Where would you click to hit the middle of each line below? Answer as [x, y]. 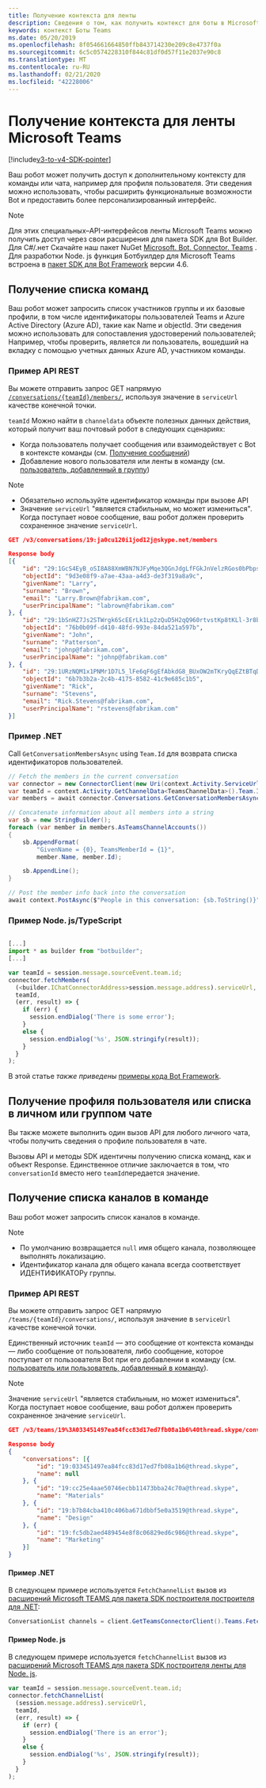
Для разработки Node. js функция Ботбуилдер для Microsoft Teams [122, 256]
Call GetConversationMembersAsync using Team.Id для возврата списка [123, 754]
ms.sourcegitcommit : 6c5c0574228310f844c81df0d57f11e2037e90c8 [115, 52]
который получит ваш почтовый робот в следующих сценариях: [117, 429]
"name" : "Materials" [70, 1496]
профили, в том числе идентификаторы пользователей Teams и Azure [127, 317]
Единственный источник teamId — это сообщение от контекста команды [131, 1343]
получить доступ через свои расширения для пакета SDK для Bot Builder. [133, 239]
